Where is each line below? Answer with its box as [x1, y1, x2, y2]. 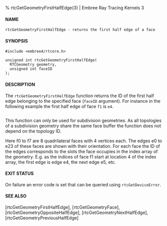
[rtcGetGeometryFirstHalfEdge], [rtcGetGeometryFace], [5, 204, 120, 210]
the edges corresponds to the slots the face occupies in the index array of [5, 148, 158, 154]
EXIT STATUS [5, 170, 34, 176]
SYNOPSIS [5, 38, 28, 44]
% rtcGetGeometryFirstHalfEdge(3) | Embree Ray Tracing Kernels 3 [5, 5, 144, 11]
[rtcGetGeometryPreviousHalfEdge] [5, 215, 79, 221]
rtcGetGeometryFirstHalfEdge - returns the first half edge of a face [5, 28, 155, 33]
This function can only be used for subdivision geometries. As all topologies [5, 117, 161, 123]
